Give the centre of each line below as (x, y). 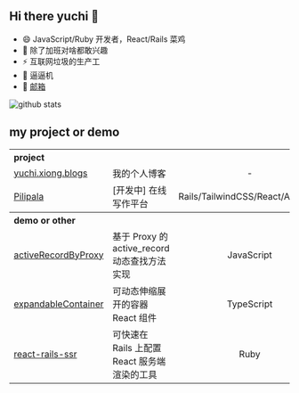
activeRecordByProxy (59, 255)
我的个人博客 (139, 173)
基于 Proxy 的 (141, 236)
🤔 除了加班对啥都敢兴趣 (65, 50)
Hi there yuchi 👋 (54, 16)
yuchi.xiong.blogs (51, 173)
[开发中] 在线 (140, 190)
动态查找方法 (139, 261)
